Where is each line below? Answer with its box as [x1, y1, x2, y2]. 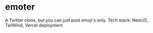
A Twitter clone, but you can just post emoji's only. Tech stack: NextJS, [5, 17, 148, 23]
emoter [5, 1, 35, 12]
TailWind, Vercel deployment [5, 22, 63, 28]
